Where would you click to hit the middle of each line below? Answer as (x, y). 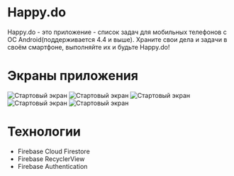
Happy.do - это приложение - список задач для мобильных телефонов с (117, 32)
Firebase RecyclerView (51, 159)
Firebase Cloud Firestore (54, 151)
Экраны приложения (73, 76)
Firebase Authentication (52, 166)
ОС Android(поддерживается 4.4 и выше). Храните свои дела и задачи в (117, 39)
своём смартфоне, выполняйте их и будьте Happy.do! (89, 47)
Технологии (44, 132)
